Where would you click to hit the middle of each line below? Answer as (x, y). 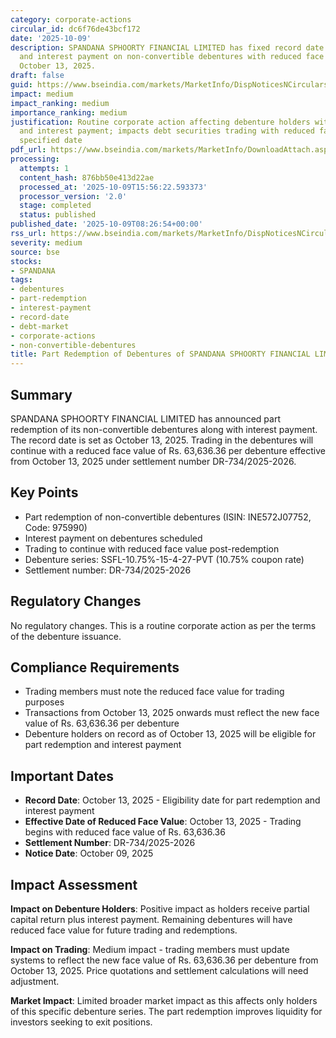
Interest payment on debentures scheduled (113, 538)
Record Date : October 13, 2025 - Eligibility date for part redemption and (172, 800)
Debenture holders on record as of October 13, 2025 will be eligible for (170, 734)
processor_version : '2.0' (73, 196)
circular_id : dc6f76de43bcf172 (75, 29)
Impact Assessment (74, 884)
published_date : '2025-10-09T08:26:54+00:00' (106, 224)
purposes (44, 702)
